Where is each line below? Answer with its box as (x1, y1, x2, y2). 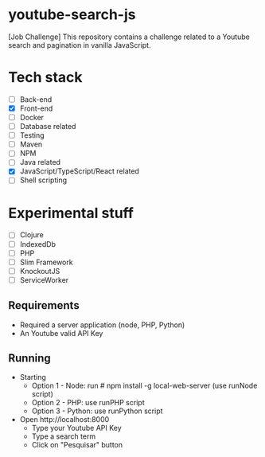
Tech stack (8, 68, 83, 87)
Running (8, 352, 52, 365)
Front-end (19, 104, 53, 113)
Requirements (8, 299, 80, 312)
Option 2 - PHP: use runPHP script (31, 398, 145, 408)
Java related (19, 158, 61, 167)
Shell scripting (19, 175, 68, 185)
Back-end (19, 94, 53, 104)
